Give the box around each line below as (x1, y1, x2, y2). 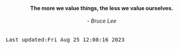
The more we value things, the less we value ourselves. (30, 5, 174, 11)
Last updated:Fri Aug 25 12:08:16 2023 (5, 36, 125, 43)
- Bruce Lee (86, 17, 117, 24)
